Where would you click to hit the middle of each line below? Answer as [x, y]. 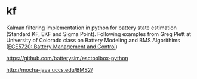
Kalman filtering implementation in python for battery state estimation [92, 28]
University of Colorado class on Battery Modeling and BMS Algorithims [93, 40]
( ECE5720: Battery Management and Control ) [62, 47]
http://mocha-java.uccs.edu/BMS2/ [50, 69]
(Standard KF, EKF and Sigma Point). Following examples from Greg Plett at [98, 34]
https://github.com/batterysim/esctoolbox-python [67, 58]
